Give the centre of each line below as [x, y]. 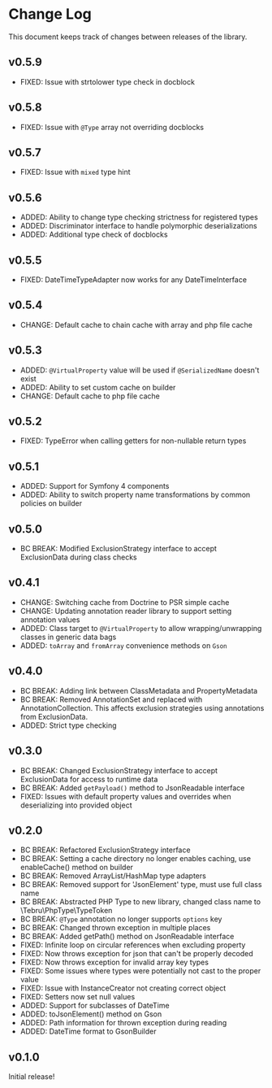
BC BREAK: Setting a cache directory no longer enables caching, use [136, 859]
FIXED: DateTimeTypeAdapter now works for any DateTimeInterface [134, 280]
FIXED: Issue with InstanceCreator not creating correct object [123, 988]
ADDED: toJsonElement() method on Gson [91, 1014]
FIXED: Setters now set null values [78, 997]
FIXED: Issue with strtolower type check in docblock [107, 81]
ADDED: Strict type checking [68, 725]
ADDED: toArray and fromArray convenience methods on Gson [123, 645]
